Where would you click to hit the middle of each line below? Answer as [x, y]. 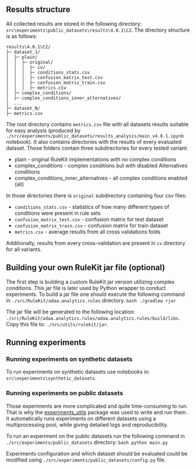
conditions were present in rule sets [57, 213]
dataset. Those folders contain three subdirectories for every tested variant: [97, 148]
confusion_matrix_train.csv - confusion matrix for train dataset [91, 225]
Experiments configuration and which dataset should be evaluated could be [97, 453]
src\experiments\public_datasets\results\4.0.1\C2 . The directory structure [98, 30]
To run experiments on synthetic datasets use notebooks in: [78, 372]
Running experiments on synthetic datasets [69, 359]
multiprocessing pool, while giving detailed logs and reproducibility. [87, 425]
